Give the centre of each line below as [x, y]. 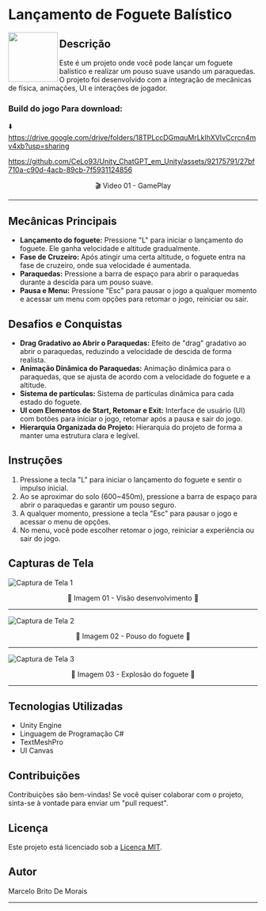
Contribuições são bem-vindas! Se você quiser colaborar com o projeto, [126, 795]
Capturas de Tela [51, 564]
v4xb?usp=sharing [39, 146]
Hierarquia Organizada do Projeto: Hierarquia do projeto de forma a [131, 427]
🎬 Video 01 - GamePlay [133, 186]
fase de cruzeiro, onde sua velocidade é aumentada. [105, 265]
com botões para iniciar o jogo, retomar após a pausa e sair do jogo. [131, 418]
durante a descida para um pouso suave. [86, 282]
